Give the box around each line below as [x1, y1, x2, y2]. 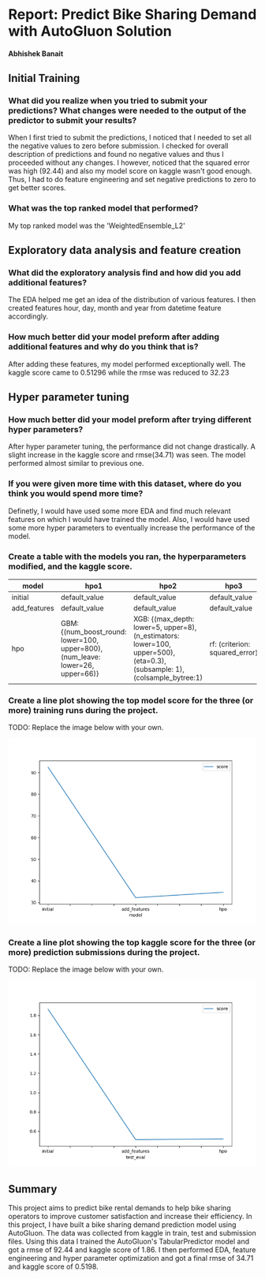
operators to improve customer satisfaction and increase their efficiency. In [8, 1212, 252, 1221]
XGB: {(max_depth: [132, 614, 195, 624]
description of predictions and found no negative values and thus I [8, 150, 224, 159]
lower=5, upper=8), [132, 623, 197, 632]
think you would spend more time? [8, 488, 144, 499]
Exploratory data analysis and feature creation [8, 244, 241, 257]
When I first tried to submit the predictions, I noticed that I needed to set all [8, 132, 252, 143]
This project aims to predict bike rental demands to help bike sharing [8, 1203, 231, 1213]
